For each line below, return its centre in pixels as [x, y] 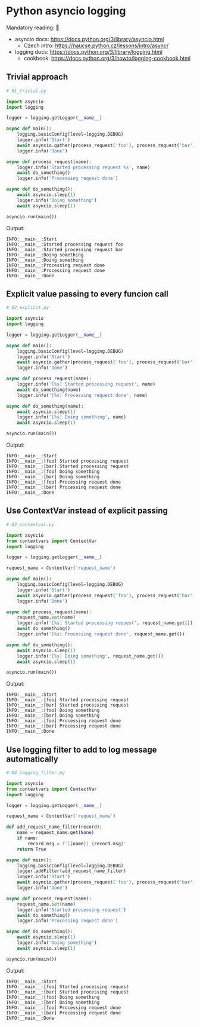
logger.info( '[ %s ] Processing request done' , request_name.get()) [101, 634]
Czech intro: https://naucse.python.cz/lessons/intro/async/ [96, 45]
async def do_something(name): [45, 406]
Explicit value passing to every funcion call [87, 294]
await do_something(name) [49, 390]
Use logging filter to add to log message [82, 749]
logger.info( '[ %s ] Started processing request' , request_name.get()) [105, 623]
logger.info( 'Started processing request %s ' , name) [84, 167]
